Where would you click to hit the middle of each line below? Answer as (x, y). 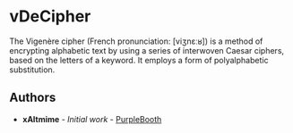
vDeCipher (50, 17)
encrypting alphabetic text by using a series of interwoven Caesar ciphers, (147, 50)
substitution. (32, 70)
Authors (33, 98)
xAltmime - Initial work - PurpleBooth (92, 119)
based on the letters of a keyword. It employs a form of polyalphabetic (139, 60)
